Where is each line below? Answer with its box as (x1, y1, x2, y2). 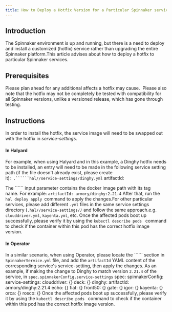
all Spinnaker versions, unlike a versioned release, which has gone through (5, 96, 163, 102)
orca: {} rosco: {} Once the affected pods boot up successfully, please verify (5, 290, 167, 296)
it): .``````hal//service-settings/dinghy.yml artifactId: (5, 175, 124, 181)
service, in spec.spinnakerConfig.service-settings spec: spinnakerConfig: (5, 273, 164, 280)
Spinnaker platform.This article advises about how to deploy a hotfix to (5, 51, 155, 57)
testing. (5, 101, 21, 108)
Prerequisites (5, 71, 49, 80)
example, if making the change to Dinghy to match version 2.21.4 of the (5, 268, 157, 274)
